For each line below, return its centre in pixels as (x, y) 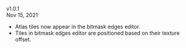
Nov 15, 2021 (22, 15)
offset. (23, 39)
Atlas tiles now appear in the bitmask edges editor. (77, 27)
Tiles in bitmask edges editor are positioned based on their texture (97, 33)
